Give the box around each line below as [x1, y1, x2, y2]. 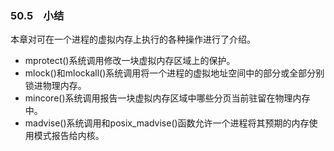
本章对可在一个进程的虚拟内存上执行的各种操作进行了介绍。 [10, 33, 256, 46]
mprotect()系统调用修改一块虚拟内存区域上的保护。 [24, 55, 236, 67]
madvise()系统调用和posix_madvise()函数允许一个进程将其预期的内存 [24, 117, 310, 129]
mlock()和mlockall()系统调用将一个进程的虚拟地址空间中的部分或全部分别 [24, 67, 325, 79]
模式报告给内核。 [33, 130, 105, 142]
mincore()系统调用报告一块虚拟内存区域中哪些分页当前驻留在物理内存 [24, 92, 311, 104]
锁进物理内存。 [24, 80, 87, 92]
